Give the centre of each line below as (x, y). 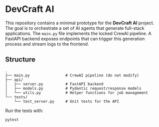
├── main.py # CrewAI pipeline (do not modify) (72, 75)
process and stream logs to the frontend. (47, 44)
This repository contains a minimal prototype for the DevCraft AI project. (80, 23)
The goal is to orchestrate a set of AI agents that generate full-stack (75, 28)
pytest (12, 120)
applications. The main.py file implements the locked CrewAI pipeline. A (78, 33)
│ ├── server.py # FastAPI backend (54, 84)
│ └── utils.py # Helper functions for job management (77, 93)
